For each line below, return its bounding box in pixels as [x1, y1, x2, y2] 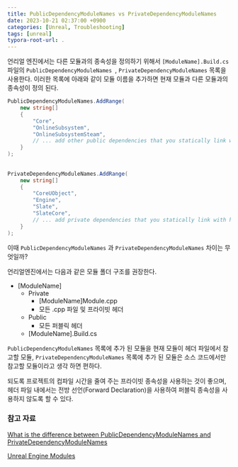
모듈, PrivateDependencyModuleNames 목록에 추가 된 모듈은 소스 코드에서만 [20, 352, 227, 361]
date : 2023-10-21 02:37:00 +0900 [7, 17, 106, 24]
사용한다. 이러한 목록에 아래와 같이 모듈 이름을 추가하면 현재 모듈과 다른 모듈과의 [7, 75, 229, 84]
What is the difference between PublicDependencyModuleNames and [7, 430, 211, 439]
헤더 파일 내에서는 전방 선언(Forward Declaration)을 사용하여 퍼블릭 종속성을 [7, 386, 221, 394]
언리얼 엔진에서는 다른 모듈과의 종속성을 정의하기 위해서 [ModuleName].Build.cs [7, 57, 229, 66]
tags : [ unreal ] [7, 30, 52, 38]
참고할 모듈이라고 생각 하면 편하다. [7, 361, 102, 370]
